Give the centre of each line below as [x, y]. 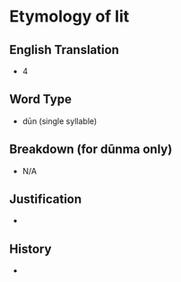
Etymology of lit [69, 17]
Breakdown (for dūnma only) [91, 150]
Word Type [40, 99]
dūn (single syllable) [60, 121]
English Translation [64, 50]
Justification [46, 199]
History [30, 249]
